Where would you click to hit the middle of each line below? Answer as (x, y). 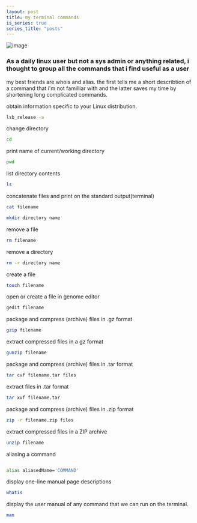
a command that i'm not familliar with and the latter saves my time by (91, 88)
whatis (14, 493)
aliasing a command (31, 454)
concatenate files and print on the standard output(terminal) (80, 196)
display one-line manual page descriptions (59, 482)
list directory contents (33, 174)
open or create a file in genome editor (53, 297)
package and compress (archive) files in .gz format (69, 319)
